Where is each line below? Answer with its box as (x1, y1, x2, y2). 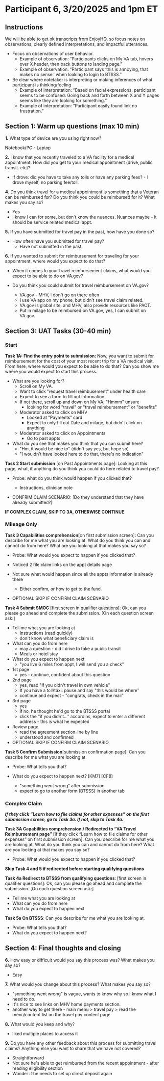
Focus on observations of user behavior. (12, 51, 94, 56)
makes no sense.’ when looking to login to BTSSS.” (19, 72, 122, 77)
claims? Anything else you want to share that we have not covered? (5, 1045, 141, 1051)
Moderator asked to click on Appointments (19, 430, 106, 436)
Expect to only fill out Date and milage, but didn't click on (26, 419, 142, 425)
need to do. (12, 996, 36, 1002)
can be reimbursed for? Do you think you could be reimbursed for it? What (5, 194, 155, 200)
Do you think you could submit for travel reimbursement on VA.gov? (12, 282, 149, 288)
